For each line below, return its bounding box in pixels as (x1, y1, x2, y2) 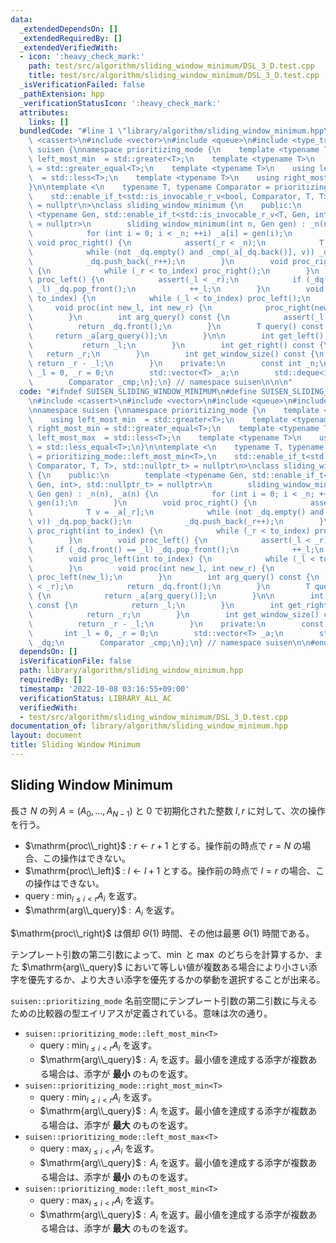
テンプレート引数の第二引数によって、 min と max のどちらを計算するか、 (10, 949, 315, 961)
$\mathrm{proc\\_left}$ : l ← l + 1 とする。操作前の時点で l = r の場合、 (24, 865, 316, 877)
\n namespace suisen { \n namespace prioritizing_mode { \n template (28, 405, 320, 415)
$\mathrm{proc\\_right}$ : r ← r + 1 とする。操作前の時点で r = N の (24, 840, 303, 852)
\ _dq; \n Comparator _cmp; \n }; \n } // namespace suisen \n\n (28, 637, 311, 648)
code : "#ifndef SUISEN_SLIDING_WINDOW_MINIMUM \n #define (19, 386, 257, 396)
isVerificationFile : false (19, 656, 132, 666)
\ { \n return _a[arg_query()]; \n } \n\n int (28, 591, 325, 601)
